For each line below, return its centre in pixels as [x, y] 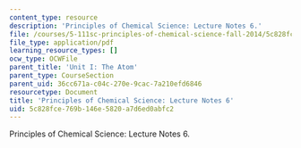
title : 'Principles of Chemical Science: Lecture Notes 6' [122, 100]
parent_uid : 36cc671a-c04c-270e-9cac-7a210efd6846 [106, 84]
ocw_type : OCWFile [43, 59]
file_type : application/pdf [62, 42]
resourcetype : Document [54, 92]
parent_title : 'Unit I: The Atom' [74, 68]
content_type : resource [54, 17]
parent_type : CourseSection [62, 76]
